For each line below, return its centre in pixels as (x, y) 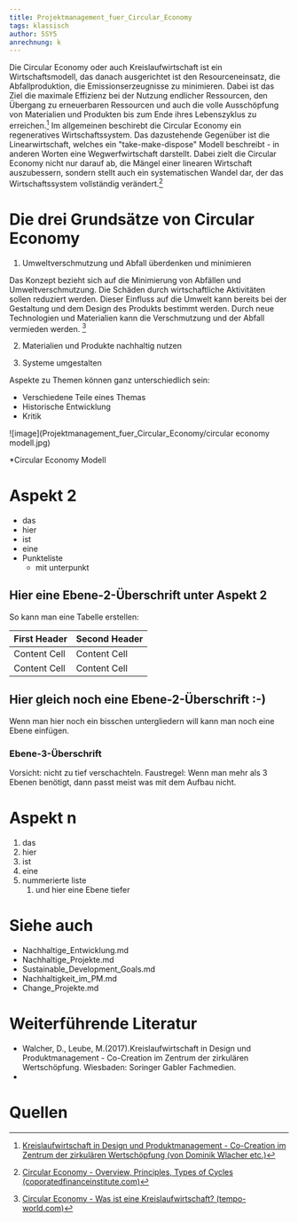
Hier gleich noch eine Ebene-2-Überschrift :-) (137, 700)
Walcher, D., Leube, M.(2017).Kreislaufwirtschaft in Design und (136, 1048)
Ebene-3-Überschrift (55, 753)
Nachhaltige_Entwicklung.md (75, 950)
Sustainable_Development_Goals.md (89, 969)
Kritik (31, 416)
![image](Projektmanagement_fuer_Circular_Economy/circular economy (140, 434)
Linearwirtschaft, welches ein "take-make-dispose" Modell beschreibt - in (144, 144)
